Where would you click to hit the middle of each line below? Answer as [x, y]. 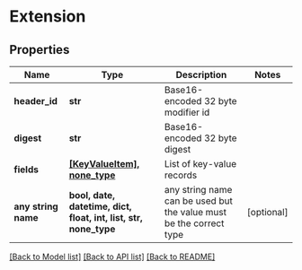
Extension [48, 17]
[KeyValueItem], [104, 164]
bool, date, [92, 195]
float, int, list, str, [106, 218]
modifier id [187, 112]
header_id [36, 101]
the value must [195, 212]
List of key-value [200, 164]
